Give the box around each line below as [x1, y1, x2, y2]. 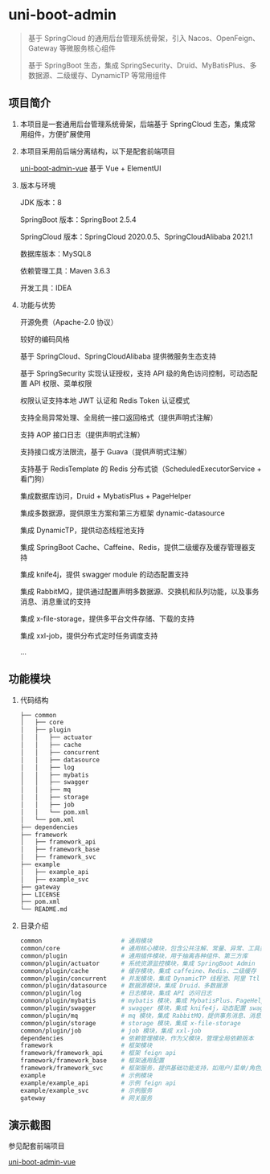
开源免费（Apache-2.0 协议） [19, 317, 118, 326]
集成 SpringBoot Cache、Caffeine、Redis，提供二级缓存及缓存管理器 [19, 542, 249, 552]
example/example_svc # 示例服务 [19, 1086, 153, 1094]
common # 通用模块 [19, 937, 153, 946]
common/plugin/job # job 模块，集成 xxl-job [19, 1027, 202, 1035]
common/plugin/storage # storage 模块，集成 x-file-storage [19, 1019, 241, 1027]
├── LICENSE [19, 890, 60, 898]
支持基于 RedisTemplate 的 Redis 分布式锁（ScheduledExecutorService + [19, 464, 262, 474]
